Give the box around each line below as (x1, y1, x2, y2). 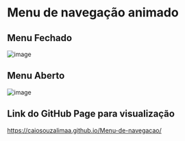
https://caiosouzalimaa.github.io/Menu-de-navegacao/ (7, 126, 162, 134)
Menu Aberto (7, 70, 65, 81)
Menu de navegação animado (7, 5, 180, 21)
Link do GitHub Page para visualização (7, 108, 175, 120)
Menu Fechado (7, 32, 73, 44)
